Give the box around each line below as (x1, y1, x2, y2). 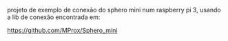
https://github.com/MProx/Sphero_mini (7, 27, 118, 34)
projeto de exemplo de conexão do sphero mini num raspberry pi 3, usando (7, 6, 222, 14)
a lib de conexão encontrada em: (7, 13, 101, 21)
